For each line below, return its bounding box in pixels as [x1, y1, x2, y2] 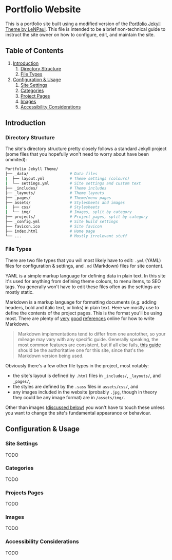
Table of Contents [5, 46, 64, 55]
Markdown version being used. [17, 352, 84, 359]
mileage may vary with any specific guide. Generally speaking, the [17, 336, 159, 342]
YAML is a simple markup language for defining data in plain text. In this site [5, 272, 166, 278]
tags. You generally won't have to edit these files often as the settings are [5, 284, 161, 290]
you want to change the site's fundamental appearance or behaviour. [5, 409, 151, 416]
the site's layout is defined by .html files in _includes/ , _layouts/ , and [12, 372, 161, 379]
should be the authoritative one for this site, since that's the [17, 347, 144, 353]
